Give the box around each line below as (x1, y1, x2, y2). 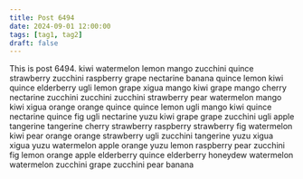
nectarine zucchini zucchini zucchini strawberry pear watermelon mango (9, 92, 282, 103)
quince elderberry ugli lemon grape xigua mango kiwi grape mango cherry (9, 82, 288, 93)
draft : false (9, 38, 59, 48)
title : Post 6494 (9, 13, 75, 23)
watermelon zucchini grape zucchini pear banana (9, 159, 194, 170)
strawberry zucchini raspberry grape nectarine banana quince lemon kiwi (9, 73, 284, 84)
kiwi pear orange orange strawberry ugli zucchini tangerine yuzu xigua (9, 130, 274, 141)
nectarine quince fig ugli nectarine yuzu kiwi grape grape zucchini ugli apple (9, 111, 295, 122)
